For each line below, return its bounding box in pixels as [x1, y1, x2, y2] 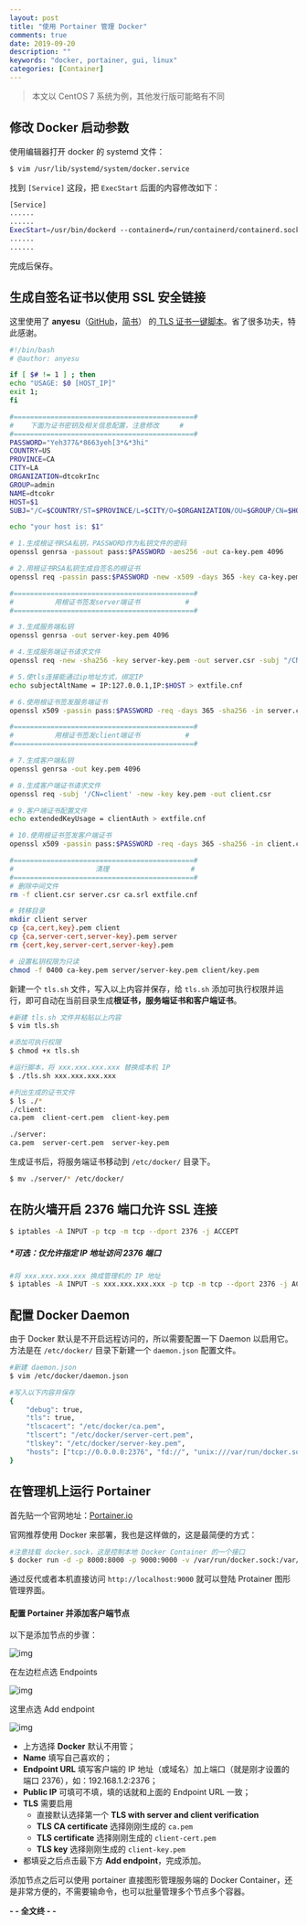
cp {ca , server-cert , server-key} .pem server [9, 932, 178, 941]
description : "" [9, 48, 71, 57]
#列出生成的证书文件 [9, 1087, 76, 1097]
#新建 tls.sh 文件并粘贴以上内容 [9, 1012, 122, 1022]
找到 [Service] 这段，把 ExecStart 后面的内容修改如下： [9, 182, 221, 193]
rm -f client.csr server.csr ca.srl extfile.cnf [9, 890, 198, 899]
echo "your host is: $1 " [9, 522, 104, 531]
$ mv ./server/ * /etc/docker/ [9, 1174, 125, 1183]
